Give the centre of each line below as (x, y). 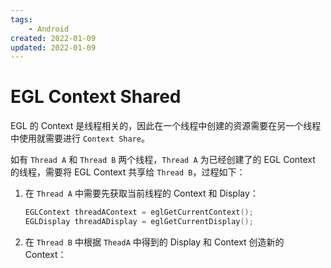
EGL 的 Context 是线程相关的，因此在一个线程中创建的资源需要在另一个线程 (166, 126)
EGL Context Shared (96, 97)
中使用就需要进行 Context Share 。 (80, 138)
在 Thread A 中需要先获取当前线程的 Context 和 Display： (141, 193)
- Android (49, 29)
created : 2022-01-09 (53, 38)
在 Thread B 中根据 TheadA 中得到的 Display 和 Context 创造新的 (154, 242)
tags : (21, 19)
